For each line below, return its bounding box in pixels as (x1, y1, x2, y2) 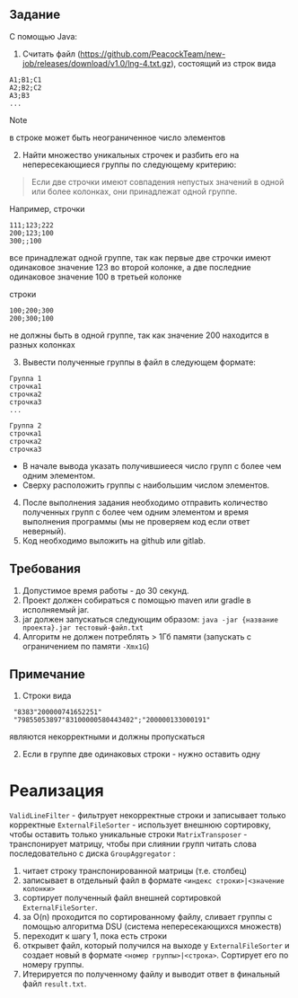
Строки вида (22, 691, 72, 702)
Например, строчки (9, 203, 85, 214)
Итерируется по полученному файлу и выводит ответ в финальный (22, 969, 281, 980)
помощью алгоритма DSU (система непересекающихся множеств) (22, 921, 283, 932)
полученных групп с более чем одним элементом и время (22, 507, 249, 517)
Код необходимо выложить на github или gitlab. (22, 534, 206, 546)
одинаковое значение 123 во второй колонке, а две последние (9, 261, 251, 272)
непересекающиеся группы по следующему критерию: (22, 159, 237, 170)
